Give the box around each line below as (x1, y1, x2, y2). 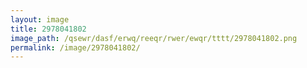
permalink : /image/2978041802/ (10, 42, 141, 53)
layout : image (10, 14, 70, 25)
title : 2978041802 (10, 24, 87, 34)
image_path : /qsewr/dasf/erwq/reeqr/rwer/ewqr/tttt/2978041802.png (10, 33, 298, 43)
